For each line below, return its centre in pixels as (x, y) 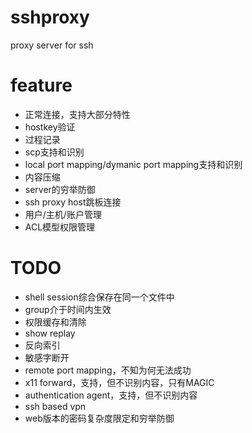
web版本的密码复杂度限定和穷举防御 (99, 418)
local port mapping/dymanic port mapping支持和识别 (133, 164)
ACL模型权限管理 (60, 227)
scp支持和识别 (54, 152)
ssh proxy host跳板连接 (73, 202)
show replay (50, 333)
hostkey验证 (50, 127)
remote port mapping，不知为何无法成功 (108, 370)
